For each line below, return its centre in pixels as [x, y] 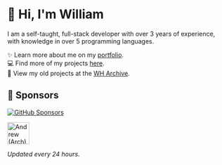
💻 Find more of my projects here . [56, 63]
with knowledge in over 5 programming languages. [81, 41]
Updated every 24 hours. [44, 154]
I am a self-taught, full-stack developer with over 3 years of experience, [111, 34]
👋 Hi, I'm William [55, 14]
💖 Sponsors [33, 95]
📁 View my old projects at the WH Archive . [68, 73]
